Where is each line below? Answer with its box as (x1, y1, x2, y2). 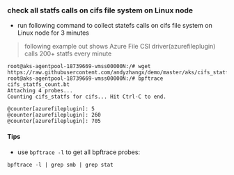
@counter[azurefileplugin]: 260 (7, 112, 101, 119)
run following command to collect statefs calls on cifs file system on (17, 22, 212, 30)
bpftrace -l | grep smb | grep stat (7, 161, 114, 168)
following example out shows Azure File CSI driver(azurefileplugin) (24, 42, 216, 51)
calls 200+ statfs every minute (24, 49, 112, 58)
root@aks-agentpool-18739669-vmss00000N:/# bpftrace (7, 75, 164, 82)
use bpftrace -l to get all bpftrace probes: (17, 148, 141, 156)
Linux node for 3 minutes (17, 28, 89, 37)
